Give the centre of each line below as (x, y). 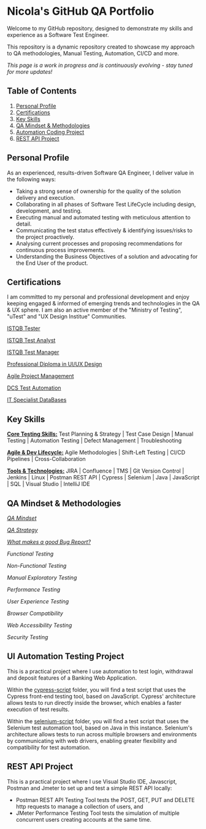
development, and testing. (49, 211)
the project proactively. (45, 237)
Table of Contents (42, 91)
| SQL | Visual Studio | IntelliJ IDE (49, 484)
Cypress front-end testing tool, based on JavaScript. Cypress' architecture (101, 696)
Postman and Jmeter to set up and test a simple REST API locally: (90, 788)
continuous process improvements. (60, 249)
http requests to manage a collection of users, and (79, 806)
